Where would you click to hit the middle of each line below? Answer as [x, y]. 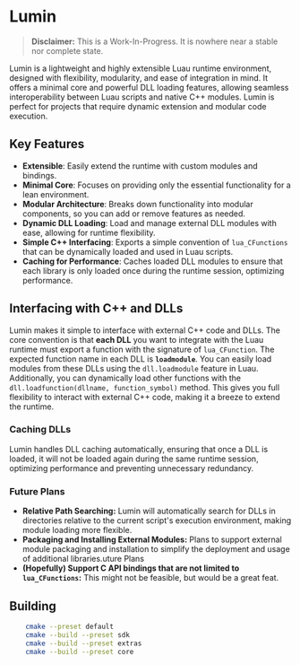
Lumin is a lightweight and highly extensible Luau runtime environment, [140, 68]
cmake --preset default [70, 626]
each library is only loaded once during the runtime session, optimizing [153, 270]
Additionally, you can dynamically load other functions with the [125, 378]
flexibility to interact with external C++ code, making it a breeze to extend [145, 397]
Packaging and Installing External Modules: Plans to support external [152, 539]
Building [33, 606]
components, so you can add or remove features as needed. [134, 214]
